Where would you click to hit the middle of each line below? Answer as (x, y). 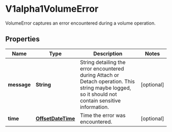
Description (108, 53)
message (19, 84)
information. (94, 107)
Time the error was (103, 115)
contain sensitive (101, 100)
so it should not (99, 94)
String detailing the (103, 62)
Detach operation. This (107, 81)
